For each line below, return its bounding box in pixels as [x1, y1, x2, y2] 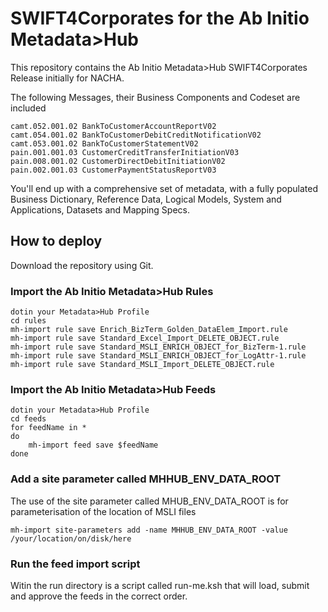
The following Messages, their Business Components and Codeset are [10, 91, 301, 103]
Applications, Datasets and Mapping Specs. [10, 203, 190, 216]
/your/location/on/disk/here [10, 533, 132, 544]
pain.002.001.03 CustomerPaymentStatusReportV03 [10, 165, 217, 175]
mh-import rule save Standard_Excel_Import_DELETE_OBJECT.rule [10, 333, 280, 344]
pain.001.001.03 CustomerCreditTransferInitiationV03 [10, 147, 240, 157]
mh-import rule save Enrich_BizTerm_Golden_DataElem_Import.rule [10, 325, 288, 335]
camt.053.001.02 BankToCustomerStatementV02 [10, 138, 199, 149]
